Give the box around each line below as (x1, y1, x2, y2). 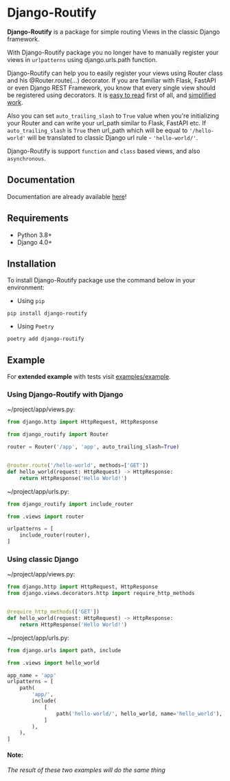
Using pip (16, 297, 45, 305)
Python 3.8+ (16, 231, 53, 239)
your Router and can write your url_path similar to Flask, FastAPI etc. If (7, 118, 207, 127)
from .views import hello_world (7, 659, 100, 666)
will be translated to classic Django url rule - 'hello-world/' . (27, 133, 198, 142)
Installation (7, 258, 56, 269)
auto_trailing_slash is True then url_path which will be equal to (7, 126, 188, 134)
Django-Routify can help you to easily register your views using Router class (7, 69, 223, 77)
